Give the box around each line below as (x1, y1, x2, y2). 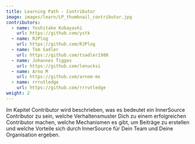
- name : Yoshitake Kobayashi (11, 25, 83, 31)
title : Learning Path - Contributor (6, 8, 95, 15)
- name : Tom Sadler (11, 47, 59, 53)
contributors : (6, 19, 41, 25)
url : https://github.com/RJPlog (16, 42, 95, 47)
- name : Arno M (11, 68, 49, 74)
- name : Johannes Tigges (11, 57, 72, 63)
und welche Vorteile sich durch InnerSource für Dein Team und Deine (6, 125, 174, 132)
